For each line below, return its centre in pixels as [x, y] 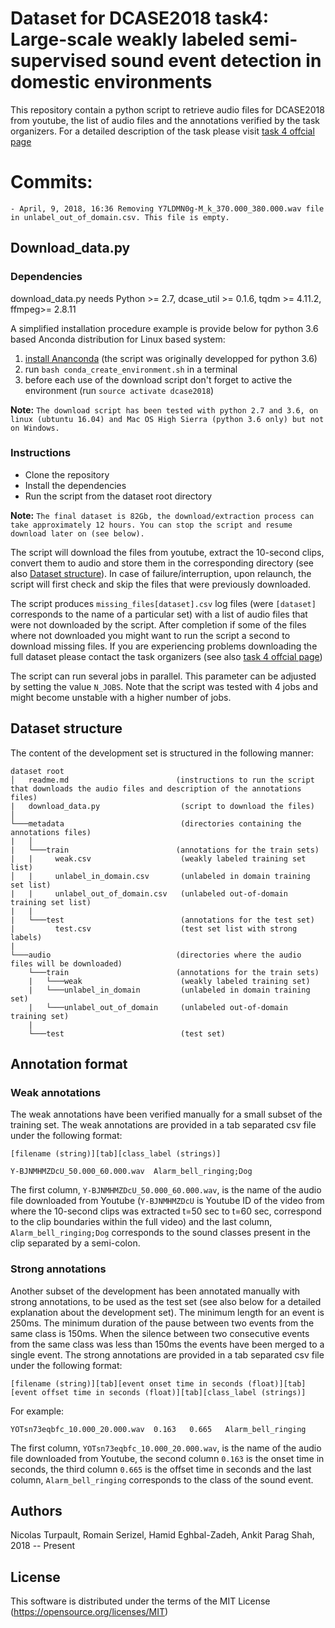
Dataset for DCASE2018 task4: [140, 18]
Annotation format [69, 1064]
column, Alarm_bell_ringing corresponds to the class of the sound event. [162, 1479]
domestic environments [111, 82]
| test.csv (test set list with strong [154, 928]
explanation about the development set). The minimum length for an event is [167, 1312]
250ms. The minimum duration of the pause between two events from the [162, 1323]
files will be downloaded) [66, 963]
